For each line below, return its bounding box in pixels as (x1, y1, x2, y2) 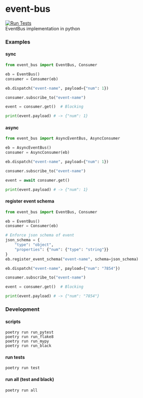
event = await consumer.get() (5, 177, 70, 183)
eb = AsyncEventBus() (5, 145, 52, 150)
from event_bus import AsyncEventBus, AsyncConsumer (5, 136, 120, 141)
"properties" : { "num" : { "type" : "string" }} (14, 247, 109, 252)
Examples (5, 38, 31, 45)
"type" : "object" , (14, 242, 54, 248)
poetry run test (5, 365, 40, 371)
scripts (5, 319, 21, 325)
